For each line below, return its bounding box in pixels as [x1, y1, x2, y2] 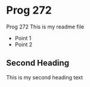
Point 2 [14, 41, 33, 48]
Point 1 [14, 34, 32, 41]
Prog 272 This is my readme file [6, 23, 85, 30]
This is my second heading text [6, 73, 83, 80]
